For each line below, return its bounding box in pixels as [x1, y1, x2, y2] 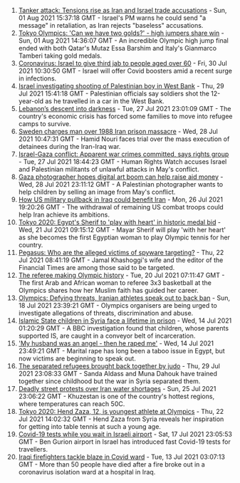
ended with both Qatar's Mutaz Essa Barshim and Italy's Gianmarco [18, 44, 216, 52]
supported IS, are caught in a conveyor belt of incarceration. [18, 331, 196, 340]
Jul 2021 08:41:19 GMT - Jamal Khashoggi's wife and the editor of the [18, 256, 224, 264]
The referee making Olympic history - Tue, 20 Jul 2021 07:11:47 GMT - [18, 271, 225, 279]
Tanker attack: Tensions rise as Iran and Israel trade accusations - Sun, [18, 6, 227, 14]
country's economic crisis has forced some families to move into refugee [18, 112, 234, 120]
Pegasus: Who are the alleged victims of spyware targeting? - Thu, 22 [18, 249, 224, 256]
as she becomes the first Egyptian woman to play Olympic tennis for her [18, 233, 231, 241]
